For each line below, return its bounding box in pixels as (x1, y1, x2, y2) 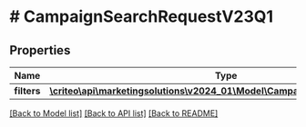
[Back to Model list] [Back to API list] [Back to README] (9, 108, 219, 119)
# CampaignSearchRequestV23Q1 (9, 6, 274, 27)
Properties (9, 43, 71, 58)
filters (14, 84, 41, 97)
